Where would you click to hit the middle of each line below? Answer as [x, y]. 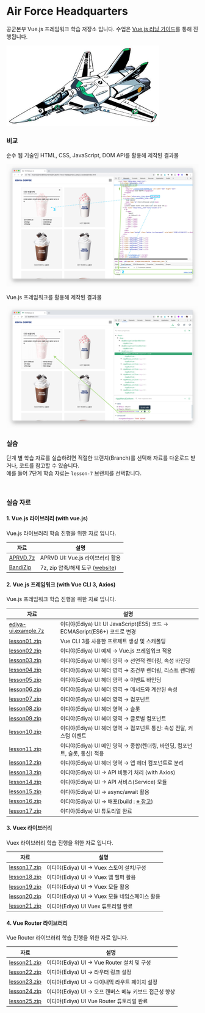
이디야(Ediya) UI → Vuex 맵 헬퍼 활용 [91, 877]
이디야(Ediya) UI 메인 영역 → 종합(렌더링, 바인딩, [118, 746]
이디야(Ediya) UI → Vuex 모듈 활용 [88, 887]
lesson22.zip [25, 972]
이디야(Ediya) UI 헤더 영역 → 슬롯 [100, 709]
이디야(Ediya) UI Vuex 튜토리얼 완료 [90, 906]
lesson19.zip [25, 886]
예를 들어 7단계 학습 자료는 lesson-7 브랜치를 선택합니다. [74, 473]
